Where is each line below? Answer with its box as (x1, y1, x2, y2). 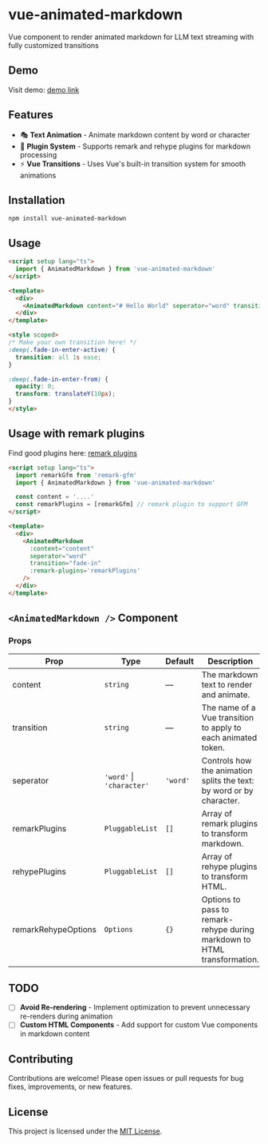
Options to (201, 894, 241, 905)
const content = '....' (15, 493, 94, 501)
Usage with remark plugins (8, 427, 145, 440)
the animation (201, 765, 253, 776)
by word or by (201, 785, 254, 796)
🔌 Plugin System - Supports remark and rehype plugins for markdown (19, 142, 251, 151)
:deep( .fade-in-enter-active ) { (8, 345, 116, 353)
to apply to (201, 722, 242, 733)
